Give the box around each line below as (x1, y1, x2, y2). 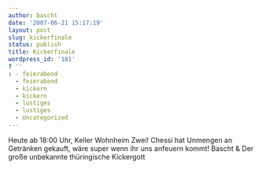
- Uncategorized (15, 114, 68, 122)
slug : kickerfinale (8, 33, 72, 42)
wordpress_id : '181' (8, 56, 76, 64)
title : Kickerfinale (8, 48, 76, 56)
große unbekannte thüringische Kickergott (8, 152, 146, 161)
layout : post (8, 26, 51, 34)
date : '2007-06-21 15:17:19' (8, 19, 104, 27)
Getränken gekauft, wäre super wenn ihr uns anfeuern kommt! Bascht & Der (8, 143, 254, 153)
